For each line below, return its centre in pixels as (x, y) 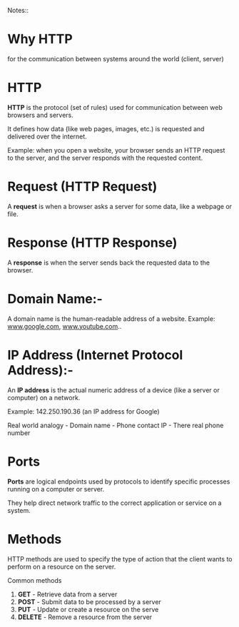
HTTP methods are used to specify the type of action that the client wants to (120, 559)
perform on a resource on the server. (62, 566)
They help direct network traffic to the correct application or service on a (115, 503)
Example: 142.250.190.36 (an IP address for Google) (83, 411)
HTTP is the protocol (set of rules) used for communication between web (115, 107)
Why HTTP (40, 39)
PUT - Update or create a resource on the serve (88, 609)
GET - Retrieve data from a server (67, 594)
